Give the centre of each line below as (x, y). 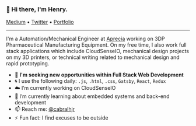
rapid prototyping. (28, 64)
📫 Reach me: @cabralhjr (44, 109)
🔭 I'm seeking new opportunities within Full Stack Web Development (99, 75)
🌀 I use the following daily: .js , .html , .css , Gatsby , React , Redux (90, 81)
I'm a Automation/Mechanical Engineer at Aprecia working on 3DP (85, 39)
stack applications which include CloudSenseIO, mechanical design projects (98, 51)
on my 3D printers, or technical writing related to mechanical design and (93, 57)
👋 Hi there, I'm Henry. (37, 9)
